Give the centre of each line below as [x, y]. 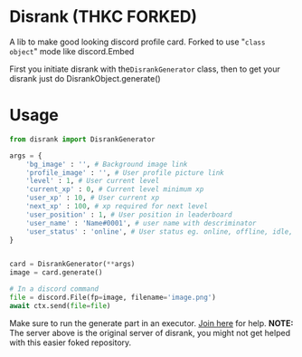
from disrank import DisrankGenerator [82, 139]
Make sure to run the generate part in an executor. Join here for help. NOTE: [151, 323]
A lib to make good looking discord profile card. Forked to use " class [137, 42]
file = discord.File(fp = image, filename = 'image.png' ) [113, 297]
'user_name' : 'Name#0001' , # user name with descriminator [141, 223]
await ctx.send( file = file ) [60, 305]
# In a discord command [54, 289]
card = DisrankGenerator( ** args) [72, 265]
